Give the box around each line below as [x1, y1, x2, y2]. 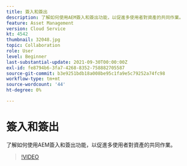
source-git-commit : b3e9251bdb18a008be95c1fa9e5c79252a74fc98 [6, 70, 165, 76]
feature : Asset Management [6, 20, 74, 26]
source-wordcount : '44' [6, 82, 66, 88]
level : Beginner [6, 54, 47, 60]
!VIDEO [20, 153, 39, 160]
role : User [6, 48, 34, 54]
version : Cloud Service [6, 25, 66, 32]
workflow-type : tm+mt [6, 76, 61, 82]
